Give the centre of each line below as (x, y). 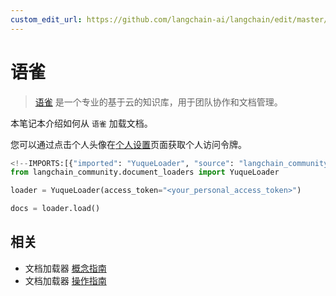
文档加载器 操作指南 (65, 280)
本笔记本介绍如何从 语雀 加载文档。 (81, 123)
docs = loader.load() (55, 209)
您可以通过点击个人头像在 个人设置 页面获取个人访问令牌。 (128, 144)
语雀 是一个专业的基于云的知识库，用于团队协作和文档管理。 (158, 102)
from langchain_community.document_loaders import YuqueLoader (145, 172)
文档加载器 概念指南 (65, 268)
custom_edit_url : (46, 19)
